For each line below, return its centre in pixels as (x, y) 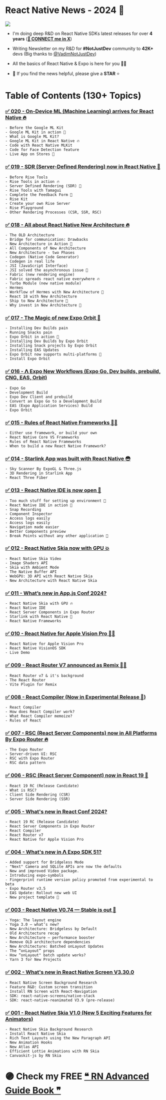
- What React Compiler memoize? (39, 716)
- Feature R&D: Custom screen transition (49, 987)
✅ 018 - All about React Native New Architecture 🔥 (67, 225)
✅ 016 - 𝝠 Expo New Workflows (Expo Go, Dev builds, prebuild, (83, 372)
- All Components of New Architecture (45, 248)
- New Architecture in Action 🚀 (39, 244)
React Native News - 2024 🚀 (65, 10)
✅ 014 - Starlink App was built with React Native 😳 (68, 459)
